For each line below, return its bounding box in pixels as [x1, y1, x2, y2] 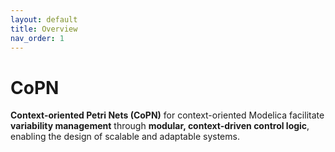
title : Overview [10, 24, 78, 34]
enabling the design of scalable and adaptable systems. [10, 131, 240, 143]
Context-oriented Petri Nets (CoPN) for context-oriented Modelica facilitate [10, 109, 325, 121]
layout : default [10, 14, 78, 25]
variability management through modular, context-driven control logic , [10, 120, 310, 132]
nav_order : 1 [10, 33, 65, 43]
